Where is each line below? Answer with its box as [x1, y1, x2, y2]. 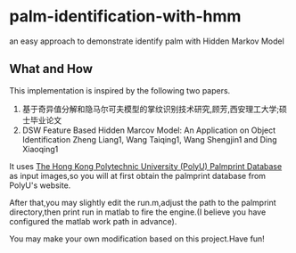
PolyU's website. [9, 180, 71, 191]
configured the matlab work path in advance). [9, 216, 177, 226]
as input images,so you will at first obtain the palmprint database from [9, 170, 266, 181]
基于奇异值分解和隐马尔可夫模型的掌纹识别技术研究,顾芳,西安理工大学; [21, 103, 280, 114]
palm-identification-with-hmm [9, 6, 242, 27]
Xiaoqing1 [21, 143, 59, 154]
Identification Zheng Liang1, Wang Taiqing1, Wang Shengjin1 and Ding [21, 134, 278, 144]
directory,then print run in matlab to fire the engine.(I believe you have [9, 207, 267, 217]
